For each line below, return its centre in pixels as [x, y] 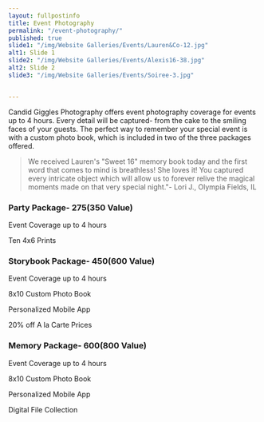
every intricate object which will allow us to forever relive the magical [141, 178]
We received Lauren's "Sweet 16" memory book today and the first [138, 161]
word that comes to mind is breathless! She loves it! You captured [136, 169]
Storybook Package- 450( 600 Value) [82, 261]
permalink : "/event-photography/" [66, 30]
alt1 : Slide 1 [32, 53]
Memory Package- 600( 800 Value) [78, 346]
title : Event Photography [51, 23]
